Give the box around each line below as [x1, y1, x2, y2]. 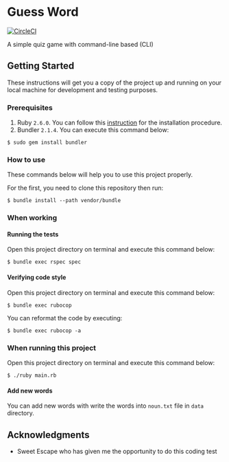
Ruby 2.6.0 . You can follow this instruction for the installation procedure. [16, 118, 223, 127]
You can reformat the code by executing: [7, 313, 123, 322]
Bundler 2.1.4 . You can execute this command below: [16, 126, 169, 134]
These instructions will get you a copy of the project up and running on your [7, 78, 221, 87]
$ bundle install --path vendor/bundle [7, 197, 121, 204]
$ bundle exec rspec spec [7, 258, 81, 265]
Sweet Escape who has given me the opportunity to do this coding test [16, 447, 217, 455]
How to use [7, 155, 46, 164]
